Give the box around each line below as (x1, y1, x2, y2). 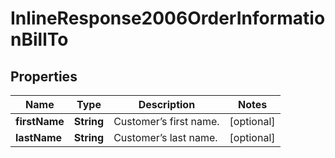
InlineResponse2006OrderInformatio (10, 7, 326, 30)
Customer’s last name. (113, 131, 218, 144)
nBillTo (10, 28, 69, 51)
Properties (10, 68, 78, 85)
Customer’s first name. (113, 115, 220, 128)
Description (138, 98, 196, 111)
